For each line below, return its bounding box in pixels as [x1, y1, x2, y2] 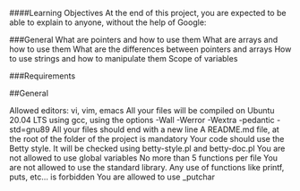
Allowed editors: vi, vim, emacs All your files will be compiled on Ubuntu [9, 105, 275, 115]
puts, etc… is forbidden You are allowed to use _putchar [9, 171, 215, 182]
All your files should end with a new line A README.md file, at [52, 124, 279, 135]
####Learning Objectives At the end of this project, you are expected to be [9, 8, 287, 18]
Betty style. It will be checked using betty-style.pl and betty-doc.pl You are [9, 143, 286, 154]
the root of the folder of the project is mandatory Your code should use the [9, 134, 285, 144]
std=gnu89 [9, 124, 51, 135]
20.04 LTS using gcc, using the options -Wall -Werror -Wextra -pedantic [9, 115, 275, 125]
